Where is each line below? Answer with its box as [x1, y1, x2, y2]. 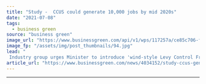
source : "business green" [6, 32, 72, 38]
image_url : [6, 37, 34, 43]
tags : [6, 20, 20, 26]
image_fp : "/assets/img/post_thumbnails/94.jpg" [6, 43, 133, 49]
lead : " [6, 49, 26, 55]
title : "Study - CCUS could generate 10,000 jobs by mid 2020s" [6, 9, 177, 15]
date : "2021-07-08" [6, 15, 56, 21]
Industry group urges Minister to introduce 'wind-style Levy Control [9, 54, 193, 60]
